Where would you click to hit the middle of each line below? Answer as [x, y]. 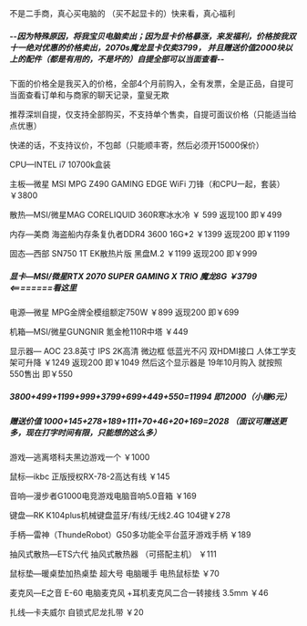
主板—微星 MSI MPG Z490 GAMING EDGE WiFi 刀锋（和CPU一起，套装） [147, 183]
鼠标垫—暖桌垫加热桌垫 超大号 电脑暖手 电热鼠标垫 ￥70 [115, 574]
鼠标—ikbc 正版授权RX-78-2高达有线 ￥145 [90, 476]
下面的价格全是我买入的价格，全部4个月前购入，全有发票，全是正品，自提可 [152, 83]
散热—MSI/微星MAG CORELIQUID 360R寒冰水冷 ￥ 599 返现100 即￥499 [146, 214]
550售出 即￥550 [41, 373]
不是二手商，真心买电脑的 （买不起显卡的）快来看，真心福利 [122, 13]
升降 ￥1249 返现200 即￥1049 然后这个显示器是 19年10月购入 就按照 [153, 362]
